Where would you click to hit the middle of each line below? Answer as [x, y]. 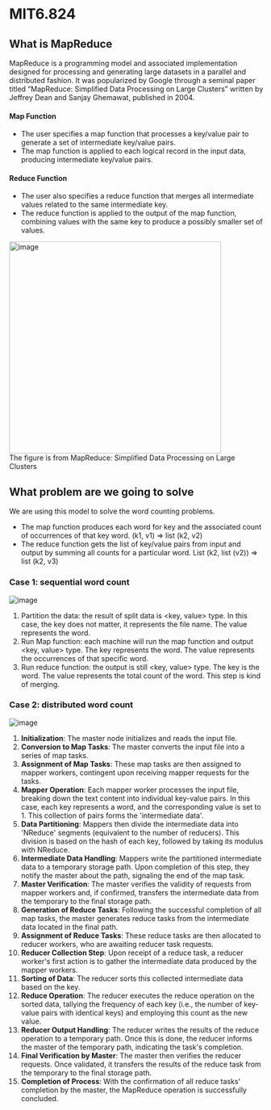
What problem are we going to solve [102, 492]
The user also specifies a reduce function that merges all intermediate [138, 196]
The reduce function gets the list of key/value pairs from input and [131, 544]
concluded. [40, 1098]
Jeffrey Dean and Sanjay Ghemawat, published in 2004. [102, 97]
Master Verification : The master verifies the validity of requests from [136, 884]
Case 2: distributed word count [71, 705]
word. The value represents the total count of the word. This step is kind [141, 676]
